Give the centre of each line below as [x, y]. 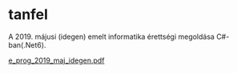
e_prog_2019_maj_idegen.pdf [56, 60]
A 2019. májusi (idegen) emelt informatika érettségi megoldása [111, 36]
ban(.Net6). [27, 44]
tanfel [28, 15]
